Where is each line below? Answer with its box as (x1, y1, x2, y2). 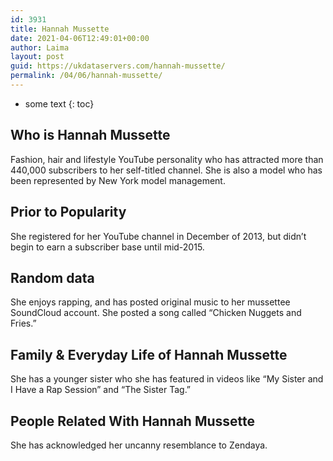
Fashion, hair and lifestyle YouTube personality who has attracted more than (10, 153, 324, 165)
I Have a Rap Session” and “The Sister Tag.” (10, 384, 192, 396)
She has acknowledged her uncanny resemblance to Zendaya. (10, 439, 268, 451)
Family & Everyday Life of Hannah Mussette (10, 346, 288, 363)
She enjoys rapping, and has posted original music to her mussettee (10, 296, 291, 308)
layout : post (10, 52, 65, 62)
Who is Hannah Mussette (10, 127, 171, 144)
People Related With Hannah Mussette (10, 412, 256, 430)
